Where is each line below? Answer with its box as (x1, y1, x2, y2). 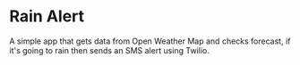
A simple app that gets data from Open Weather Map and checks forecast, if (9, 36, 291, 46)
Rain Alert (9, 6, 85, 27)
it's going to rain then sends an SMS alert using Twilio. (9, 45, 210, 55)
